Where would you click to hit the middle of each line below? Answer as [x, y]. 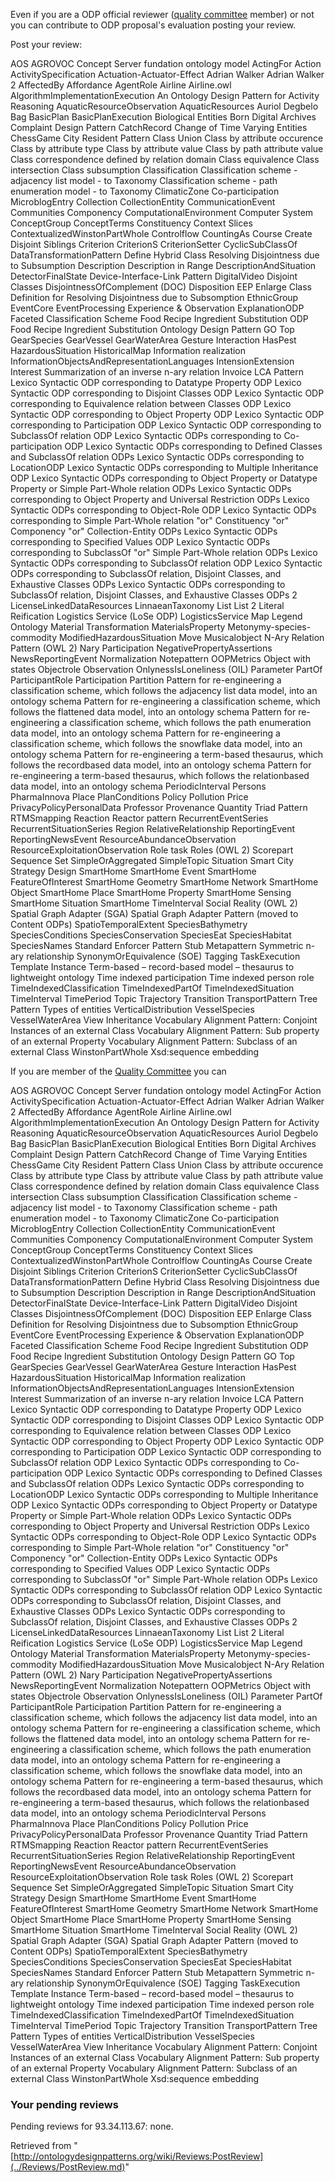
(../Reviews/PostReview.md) [68, 2167]
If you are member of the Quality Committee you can [118, 1071]
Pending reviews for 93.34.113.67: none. [92, 2126]
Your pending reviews [64, 2104]
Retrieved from [41, 2146]
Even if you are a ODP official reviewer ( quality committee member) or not [162, 14]
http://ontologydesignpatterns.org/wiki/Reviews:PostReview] [138, 2156]
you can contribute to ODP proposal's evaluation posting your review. [153, 25]
